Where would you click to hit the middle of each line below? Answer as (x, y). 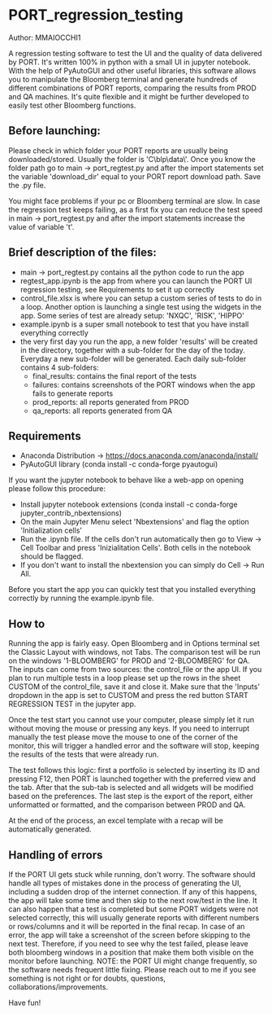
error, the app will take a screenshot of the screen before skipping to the (130, 935)
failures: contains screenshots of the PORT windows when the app (144, 384)
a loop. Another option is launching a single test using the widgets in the (141, 306)
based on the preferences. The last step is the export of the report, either (131, 797)
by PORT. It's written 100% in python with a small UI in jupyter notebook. (130, 62)
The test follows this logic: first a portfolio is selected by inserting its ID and (134, 770)
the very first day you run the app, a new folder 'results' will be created (139, 341)
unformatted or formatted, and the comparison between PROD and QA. (127, 805)
